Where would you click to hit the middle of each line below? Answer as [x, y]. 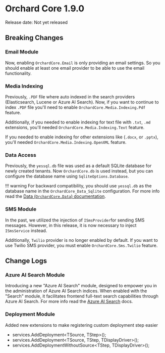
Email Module [22, 52]
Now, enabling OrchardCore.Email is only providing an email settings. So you [83, 63]
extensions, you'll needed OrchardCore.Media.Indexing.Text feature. [75, 127]
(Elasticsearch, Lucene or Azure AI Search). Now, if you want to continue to [82, 102]
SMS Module [21, 209]
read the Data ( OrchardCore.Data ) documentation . [55, 196]
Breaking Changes [34, 38]
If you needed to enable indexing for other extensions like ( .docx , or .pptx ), [82, 137]
